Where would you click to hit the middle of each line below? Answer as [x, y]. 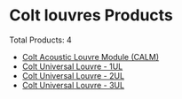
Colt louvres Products [91, 15]
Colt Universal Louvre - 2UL [73, 75]
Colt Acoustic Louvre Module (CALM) [91, 57]
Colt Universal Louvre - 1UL [72, 66]
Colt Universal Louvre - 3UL [73, 85]
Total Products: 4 [41, 40]
